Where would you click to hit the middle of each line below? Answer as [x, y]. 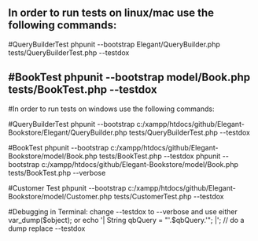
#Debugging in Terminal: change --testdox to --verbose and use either [123, 211]
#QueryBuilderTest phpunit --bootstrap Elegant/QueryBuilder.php [114, 44]
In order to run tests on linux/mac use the [111, 13]
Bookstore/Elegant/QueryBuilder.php [68, 132]
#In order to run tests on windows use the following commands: [111, 109]
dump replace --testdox [47, 228]
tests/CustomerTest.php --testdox [169, 196]
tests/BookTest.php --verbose [57, 172]
